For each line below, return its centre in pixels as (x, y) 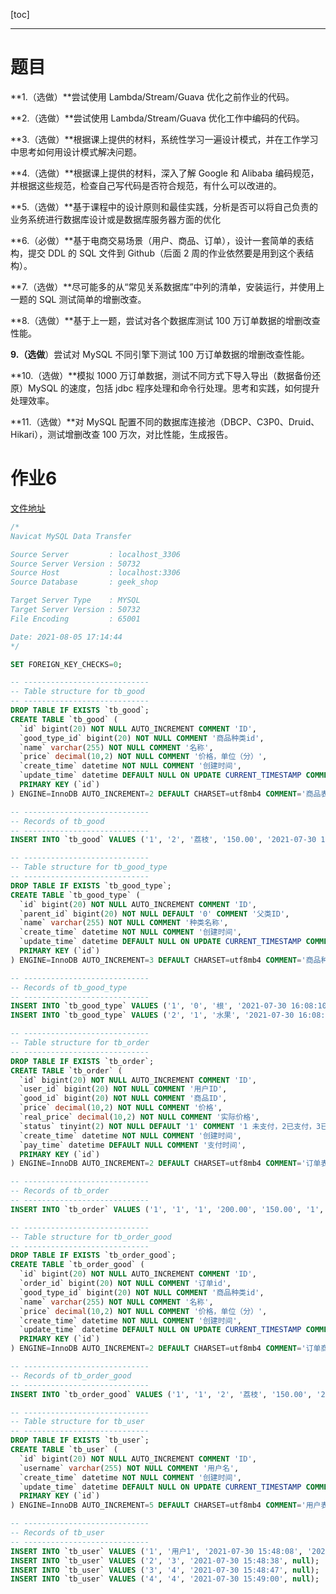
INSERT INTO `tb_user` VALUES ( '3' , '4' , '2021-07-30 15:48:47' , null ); (165, 1570)
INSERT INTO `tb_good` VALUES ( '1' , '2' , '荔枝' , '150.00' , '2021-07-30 (163, 840)
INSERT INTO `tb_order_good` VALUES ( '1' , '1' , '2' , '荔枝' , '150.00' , (161, 1394)
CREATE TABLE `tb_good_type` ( (75, 895)
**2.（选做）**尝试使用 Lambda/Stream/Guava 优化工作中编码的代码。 (157, 118)
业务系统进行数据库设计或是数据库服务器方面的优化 (115, 219)
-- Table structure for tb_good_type (89, 867)
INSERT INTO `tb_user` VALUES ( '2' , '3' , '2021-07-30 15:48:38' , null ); (165, 1560)
